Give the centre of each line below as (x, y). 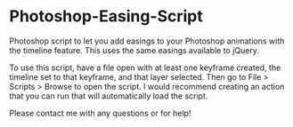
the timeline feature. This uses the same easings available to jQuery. (134, 50)
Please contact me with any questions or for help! (100, 113)
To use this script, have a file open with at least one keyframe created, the (145, 67)
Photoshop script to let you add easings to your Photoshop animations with (147, 41)
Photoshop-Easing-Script (106, 16)
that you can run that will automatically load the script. (109, 96)
